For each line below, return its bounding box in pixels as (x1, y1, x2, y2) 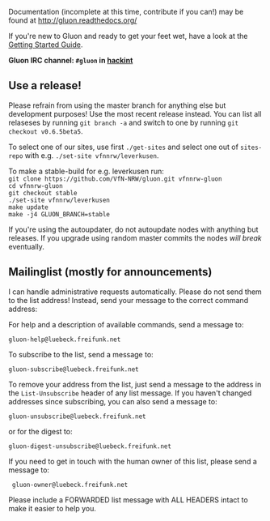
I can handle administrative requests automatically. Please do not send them (8, 287, 263, 297)
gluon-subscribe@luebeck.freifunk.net (8, 365, 139, 374)
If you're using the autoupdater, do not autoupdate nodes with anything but (8, 224, 259, 234)
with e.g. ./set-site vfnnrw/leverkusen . (24, 150, 159, 160)
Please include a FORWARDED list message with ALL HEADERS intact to (8, 494, 248, 505)
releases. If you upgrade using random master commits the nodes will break (8, 233, 263, 242)
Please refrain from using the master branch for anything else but (8, 100, 226, 110)
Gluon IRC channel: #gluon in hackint (8, 56, 133, 65)
